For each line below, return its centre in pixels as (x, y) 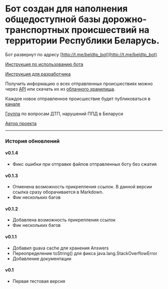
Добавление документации (42, 258)
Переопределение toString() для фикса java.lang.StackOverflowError (85, 253)
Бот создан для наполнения (66, 9)
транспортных (37, 30)
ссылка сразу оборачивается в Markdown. (58, 192)
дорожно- (124, 19)
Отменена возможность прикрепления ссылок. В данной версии (82, 187)
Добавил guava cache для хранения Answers (60, 248)
